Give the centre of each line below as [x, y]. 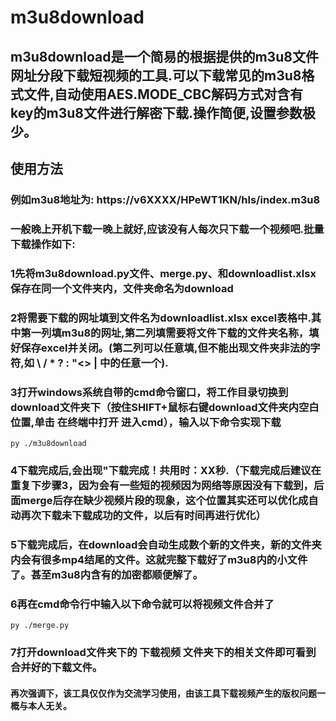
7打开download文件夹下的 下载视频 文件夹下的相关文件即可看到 [163, 653]
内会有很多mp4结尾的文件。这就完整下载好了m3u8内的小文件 [159, 559]
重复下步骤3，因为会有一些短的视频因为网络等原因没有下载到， [162, 485]
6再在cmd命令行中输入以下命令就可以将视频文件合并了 [142, 604]
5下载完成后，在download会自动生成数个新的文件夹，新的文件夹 [166, 544]
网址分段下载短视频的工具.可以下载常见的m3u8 [156, 75]
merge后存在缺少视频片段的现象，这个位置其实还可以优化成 [164, 500]
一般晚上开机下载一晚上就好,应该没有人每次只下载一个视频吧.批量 [167, 229]
